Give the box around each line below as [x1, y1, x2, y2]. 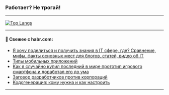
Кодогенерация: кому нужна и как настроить [12, 79, 110, 85]
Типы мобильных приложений [12, 58, 78, 64]
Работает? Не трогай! [5, 4, 61, 11]
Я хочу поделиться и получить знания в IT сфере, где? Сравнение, [12, 47, 156, 53]
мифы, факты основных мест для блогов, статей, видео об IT [12, 52, 144, 58]
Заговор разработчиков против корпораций [12, 74, 108, 80]
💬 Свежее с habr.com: [5, 36, 53, 42]
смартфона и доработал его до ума [12, 68, 89, 74]
